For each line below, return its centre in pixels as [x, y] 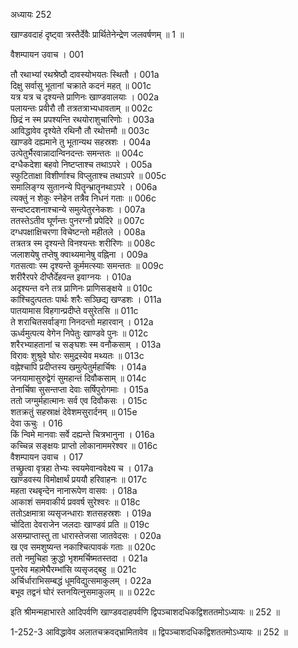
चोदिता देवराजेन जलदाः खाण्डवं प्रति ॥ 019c [80, 524]
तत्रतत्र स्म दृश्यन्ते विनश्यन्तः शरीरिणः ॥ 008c [83, 243]
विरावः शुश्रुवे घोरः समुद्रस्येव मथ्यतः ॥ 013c [77, 355]
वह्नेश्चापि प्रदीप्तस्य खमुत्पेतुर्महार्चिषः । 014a [78, 367]
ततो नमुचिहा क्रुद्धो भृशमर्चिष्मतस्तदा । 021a [79, 558]
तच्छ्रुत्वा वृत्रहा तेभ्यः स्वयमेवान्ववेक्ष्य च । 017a [82, 468]
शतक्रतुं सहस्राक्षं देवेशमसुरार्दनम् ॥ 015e [74, 412]
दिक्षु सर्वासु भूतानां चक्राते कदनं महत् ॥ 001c [81, 85]
